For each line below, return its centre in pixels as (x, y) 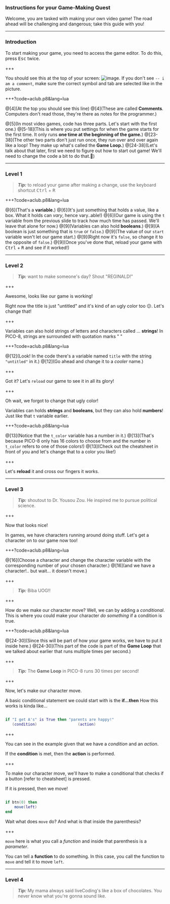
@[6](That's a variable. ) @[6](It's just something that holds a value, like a (82, 210)
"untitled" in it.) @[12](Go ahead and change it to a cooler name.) (74, 361)
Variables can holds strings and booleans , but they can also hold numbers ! (84, 411)
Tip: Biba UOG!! (34, 591)
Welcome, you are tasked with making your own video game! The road (79, 19)
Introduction (21, 42)
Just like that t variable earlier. (37, 416)
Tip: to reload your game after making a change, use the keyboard (87, 185)
